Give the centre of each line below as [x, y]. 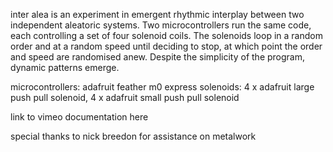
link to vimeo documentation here [79, 117]
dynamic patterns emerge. [65, 67]
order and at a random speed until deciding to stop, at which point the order [166, 46]
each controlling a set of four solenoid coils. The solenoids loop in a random [166, 35]
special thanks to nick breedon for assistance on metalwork [133, 136]
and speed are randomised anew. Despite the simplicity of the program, [158, 57]
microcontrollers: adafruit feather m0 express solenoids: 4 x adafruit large [162, 87]
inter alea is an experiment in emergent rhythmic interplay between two [157, 14]
